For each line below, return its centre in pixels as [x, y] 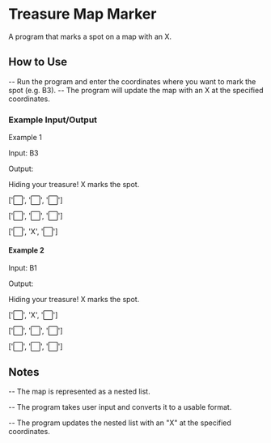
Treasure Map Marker [83, 14]
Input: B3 [23, 153]
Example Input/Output [53, 120]
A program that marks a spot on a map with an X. [90, 36]
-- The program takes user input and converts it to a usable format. [120, 407]
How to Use [38, 62]
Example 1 [25, 138]
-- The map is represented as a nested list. [80, 392]
